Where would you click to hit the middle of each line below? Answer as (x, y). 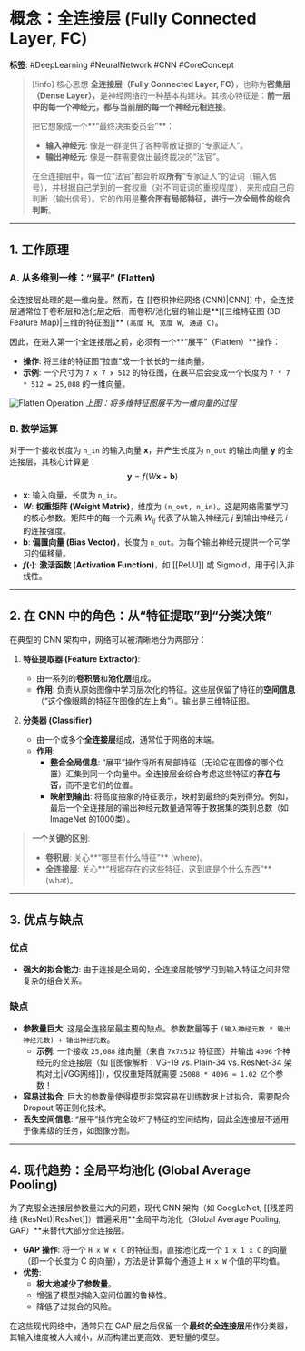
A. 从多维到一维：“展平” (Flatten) (83, 278)
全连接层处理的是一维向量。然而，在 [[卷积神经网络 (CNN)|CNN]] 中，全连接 (152, 300)
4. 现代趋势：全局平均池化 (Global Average (130, 1170)
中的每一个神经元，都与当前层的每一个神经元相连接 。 (131, 106)
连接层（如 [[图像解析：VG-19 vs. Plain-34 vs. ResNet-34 (175, 1062)
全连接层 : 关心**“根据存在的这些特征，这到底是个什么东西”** (158, 869)
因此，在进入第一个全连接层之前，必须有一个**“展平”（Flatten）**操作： (145, 341)
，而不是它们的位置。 (98, 784)
